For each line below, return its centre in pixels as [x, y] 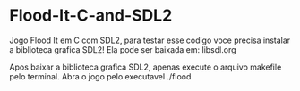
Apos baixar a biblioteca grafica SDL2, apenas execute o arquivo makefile [146, 67]
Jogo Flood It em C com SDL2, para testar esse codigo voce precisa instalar [150, 40]
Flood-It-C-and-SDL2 [91, 16]
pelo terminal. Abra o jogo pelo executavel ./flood [100, 76]
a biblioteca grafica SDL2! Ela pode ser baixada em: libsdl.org [123, 49]
